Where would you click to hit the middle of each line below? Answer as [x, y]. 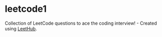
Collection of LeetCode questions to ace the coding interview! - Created [81, 23]
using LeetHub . [21, 28]
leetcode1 [26, 9]
